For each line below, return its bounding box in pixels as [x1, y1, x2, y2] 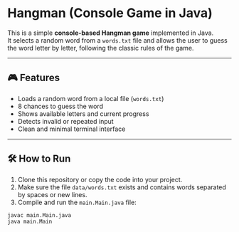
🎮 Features [7, 72, 60, 84]
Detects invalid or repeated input [17, 117, 114, 125]
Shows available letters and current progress [17, 109, 149, 118]
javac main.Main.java [7, 211, 72, 218]
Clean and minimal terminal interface [17, 125, 126, 133]
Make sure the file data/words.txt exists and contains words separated [17, 183, 226, 191]
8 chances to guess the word [17, 102, 103, 110]
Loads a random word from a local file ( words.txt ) [17, 94, 164, 102]
